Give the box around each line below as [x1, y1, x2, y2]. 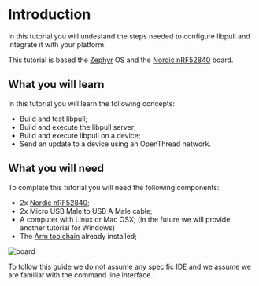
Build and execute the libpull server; [19, 122, 136, 131]
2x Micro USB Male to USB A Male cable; [19, 206, 154, 215]
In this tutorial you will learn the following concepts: [8, 98, 176, 108]
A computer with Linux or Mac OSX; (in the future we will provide [19, 214, 231, 224]
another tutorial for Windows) [19, 222, 116, 233]
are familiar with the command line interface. [8, 269, 154, 280]
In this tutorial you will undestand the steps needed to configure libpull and [8, 31, 250, 41]
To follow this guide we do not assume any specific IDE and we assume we [8, 262, 252, 271]
